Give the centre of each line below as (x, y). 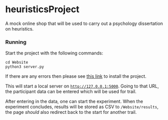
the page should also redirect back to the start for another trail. (71, 112)
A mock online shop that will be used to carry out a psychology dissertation (84, 23)
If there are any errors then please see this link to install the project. (76, 76)
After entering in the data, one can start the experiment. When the (74, 101)
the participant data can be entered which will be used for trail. (71, 92)
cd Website (17, 63)
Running (16, 42)
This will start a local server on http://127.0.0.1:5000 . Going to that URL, (82, 86)
